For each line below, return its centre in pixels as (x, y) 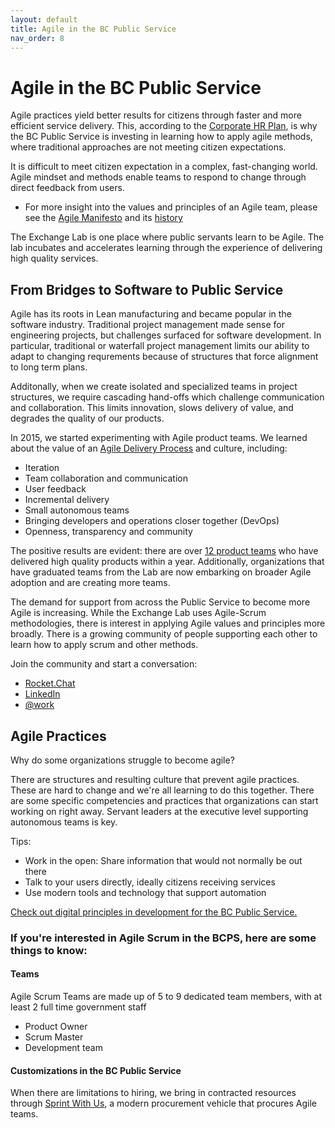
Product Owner (56, 1027)
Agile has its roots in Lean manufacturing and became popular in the (151, 314)
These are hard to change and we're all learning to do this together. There (162, 790)
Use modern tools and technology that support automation (145, 892)
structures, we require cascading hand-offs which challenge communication (167, 397)
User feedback (55, 489)
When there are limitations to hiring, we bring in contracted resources (153, 1093)
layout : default (44, 19)
